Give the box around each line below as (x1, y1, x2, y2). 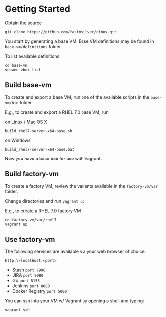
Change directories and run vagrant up (5, 198, 85, 204)
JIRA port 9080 (12, 272, 44, 278)
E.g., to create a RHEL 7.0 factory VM (5, 208, 81, 214)
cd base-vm (5, 63, 28, 68)
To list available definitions (5, 53, 60, 59)
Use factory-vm (5, 235, 55, 244)
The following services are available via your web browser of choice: (5, 248, 146, 255)
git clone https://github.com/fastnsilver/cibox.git (5, 29, 117, 34)
